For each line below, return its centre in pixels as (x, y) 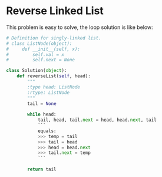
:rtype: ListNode (48, 93)
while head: (42, 114)
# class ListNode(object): (39, 43)
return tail (42, 169)
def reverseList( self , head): (54, 76)
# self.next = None (41, 60)
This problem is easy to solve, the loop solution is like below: (80, 27)
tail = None (42, 104)
